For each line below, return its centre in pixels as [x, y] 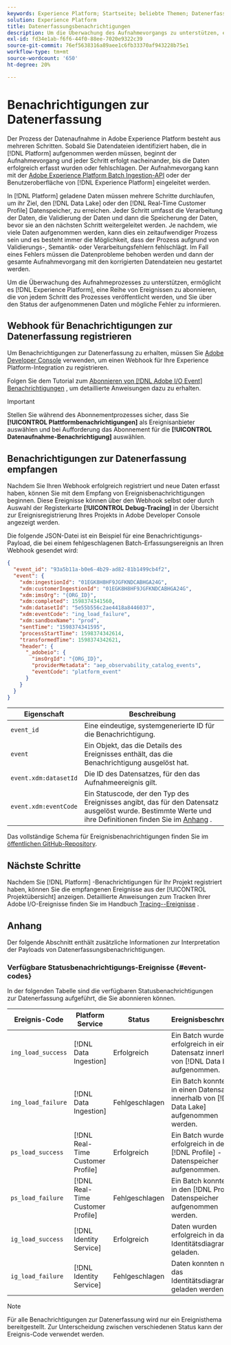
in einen [184, 1090]
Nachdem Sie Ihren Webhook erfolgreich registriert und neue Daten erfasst [113, 486]
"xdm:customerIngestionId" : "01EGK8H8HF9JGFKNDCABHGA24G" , [106, 589]
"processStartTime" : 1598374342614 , [72, 633]
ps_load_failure [37, 1198]
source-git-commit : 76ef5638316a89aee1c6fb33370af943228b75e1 [98, 45]
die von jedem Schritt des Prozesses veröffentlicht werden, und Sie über [110, 297]
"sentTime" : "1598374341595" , [63, 627]
